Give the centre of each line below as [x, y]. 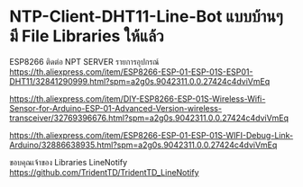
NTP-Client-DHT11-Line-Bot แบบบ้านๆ [147, 17]
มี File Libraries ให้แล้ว [87, 36]
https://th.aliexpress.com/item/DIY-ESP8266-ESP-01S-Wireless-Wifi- [138, 98]
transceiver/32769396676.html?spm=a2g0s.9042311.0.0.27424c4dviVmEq [149, 118]
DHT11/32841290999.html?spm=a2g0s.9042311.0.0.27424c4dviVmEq [140, 81]
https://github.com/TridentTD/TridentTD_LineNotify [105, 172]
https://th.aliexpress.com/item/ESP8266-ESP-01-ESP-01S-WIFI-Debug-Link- [151, 135]
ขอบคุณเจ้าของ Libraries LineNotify [69, 162]
